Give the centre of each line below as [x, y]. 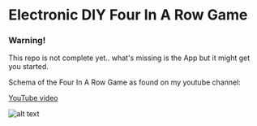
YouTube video [33, 98]
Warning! [27, 41]
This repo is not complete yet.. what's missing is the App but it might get [129, 58]
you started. [28, 67]
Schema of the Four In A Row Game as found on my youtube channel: [125, 82]
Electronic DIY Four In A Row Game [128, 15]
